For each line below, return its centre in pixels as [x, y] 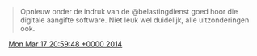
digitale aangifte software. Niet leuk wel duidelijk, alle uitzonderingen [135, 20]
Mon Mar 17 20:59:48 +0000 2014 [65, 44]
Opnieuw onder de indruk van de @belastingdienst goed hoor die [129, 12]
